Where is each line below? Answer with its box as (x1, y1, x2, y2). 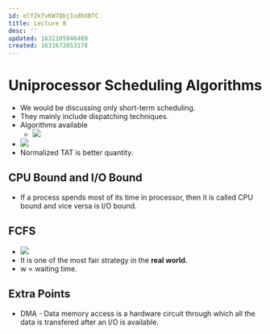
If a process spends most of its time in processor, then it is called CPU (19, 192, 254, 202)
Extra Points (8, 287, 71, 301)
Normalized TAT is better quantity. (19, 148, 134, 158)
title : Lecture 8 (8, 19, 67, 27)
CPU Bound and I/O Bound (8, 171, 143, 185)
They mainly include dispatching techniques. (19, 112, 169, 122)
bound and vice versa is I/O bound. (19, 200, 137, 210)
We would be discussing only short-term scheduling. (19, 103, 196, 113)
